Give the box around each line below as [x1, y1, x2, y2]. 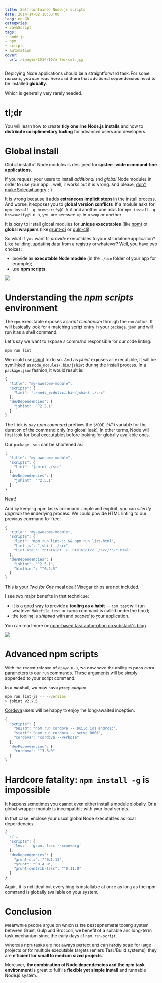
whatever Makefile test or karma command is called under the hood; [12, 608, 150, 614]
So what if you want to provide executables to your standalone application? [5, 236, 155, 242]
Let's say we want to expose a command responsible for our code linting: [5, 338, 152, 344]
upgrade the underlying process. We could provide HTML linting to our [5, 511, 146, 516]
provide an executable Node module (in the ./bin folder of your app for [12, 256, 156, 261]
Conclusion [5, 906, 52, 917]
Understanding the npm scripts [5, 292, 134, 303]
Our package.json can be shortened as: [5, 441, 83, 447]
